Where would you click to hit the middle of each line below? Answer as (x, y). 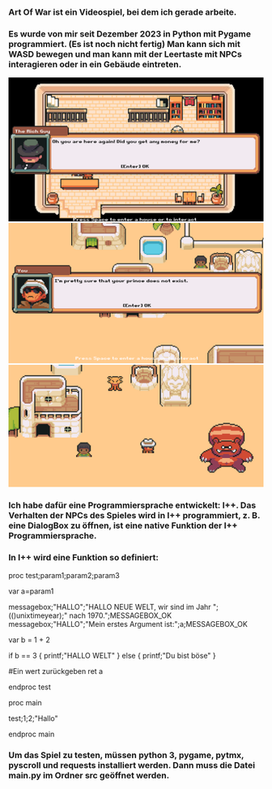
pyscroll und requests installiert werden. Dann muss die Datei (132, 765)
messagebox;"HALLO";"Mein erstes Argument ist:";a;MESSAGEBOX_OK (128, 624)
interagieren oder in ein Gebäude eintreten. (95, 64)
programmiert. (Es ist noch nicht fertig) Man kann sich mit (124, 44)
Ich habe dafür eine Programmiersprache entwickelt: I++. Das (132, 505)
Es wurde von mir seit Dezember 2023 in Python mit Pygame (130, 33)
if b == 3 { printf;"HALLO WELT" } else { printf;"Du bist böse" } (112, 655)
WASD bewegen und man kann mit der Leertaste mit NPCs (125, 54)
